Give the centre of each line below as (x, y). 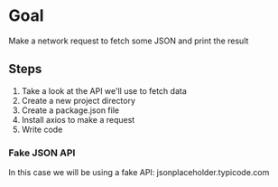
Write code (42, 129)
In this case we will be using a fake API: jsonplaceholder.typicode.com (139, 173)
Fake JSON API (42, 153)
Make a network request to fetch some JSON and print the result (129, 41)
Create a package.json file (70, 110)
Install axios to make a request (78, 119)
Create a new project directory (79, 100)
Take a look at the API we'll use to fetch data (104, 90)
